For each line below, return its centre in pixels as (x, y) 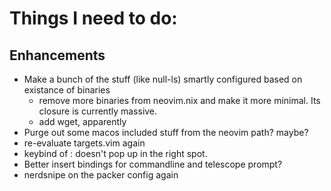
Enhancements (57, 55)
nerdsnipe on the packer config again (101, 175)
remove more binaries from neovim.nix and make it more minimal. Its (179, 100)
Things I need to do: (93, 18)
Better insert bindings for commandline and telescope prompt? (153, 164)
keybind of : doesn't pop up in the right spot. (115, 153)
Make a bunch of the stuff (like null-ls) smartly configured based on (163, 79)
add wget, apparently (82, 121)
